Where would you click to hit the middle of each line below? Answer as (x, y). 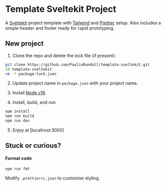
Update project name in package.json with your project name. (75, 83)
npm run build (20, 116)
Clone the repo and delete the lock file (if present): (64, 55)
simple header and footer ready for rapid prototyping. (60, 28)
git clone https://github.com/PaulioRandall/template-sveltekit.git (78, 65)
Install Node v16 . (29, 93)
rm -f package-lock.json (31, 74)
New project (24, 44)
